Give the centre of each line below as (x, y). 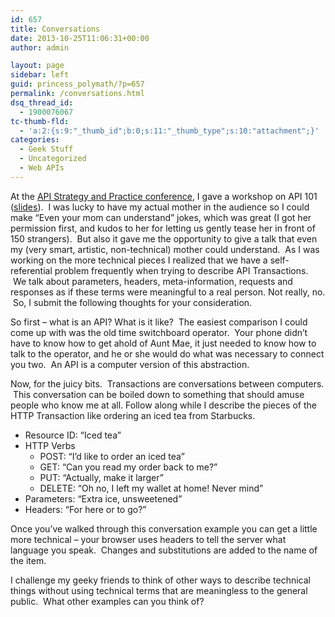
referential (31, 270)
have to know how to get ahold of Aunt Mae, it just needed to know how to (163, 343)
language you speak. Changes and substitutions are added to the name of (164, 550)
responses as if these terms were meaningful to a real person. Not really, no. (168, 292)
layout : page (37, 66)
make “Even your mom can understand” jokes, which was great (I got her (161, 217)
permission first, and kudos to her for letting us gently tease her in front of (163, 228)
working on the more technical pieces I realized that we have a (139, 260)
